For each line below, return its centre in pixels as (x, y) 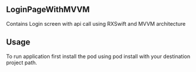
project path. (22, 62)
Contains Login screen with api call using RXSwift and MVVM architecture (96, 23)
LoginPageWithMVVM (48, 10)
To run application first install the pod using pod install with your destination (98, 56)
